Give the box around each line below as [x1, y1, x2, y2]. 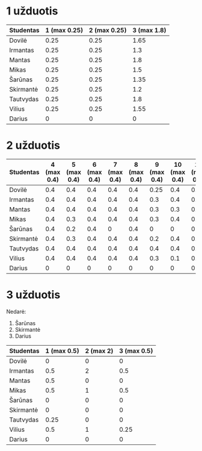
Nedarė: [6, 308, 26, 315]
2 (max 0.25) [89, 26, 127, 34]
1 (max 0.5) [45, 346, 79, 355]
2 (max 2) [85, 346, 114, 355]
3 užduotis [6, 288, 61, 302]
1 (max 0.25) [45, 26, 83, 34]
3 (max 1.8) [132, 26, 167, 34]
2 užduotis [6, 138, 60, 152]
